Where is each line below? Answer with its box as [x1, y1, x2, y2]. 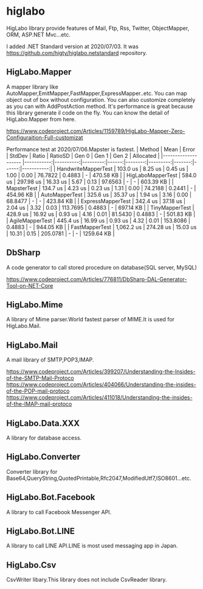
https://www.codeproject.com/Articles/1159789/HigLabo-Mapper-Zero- [6, 127, 185, 135]
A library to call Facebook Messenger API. [6, 508, 112, 516]
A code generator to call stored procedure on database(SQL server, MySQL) [6, 263, 198, 271]
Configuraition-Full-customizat [6, 134, 83, 141]
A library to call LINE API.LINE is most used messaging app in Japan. [6, 542, 178, 549]
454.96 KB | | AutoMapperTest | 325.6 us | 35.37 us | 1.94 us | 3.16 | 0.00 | [6, 191, 192, 198]
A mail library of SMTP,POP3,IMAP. [6, 356, 94, 363]
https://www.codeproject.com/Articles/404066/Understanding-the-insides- [6, 381, 196, 388]
